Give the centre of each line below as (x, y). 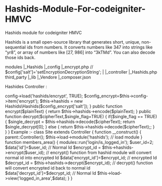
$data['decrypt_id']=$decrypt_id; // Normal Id (51, 173)
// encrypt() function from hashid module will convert (99, 152)
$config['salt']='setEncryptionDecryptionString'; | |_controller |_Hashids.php (81, 72)
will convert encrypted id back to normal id (48, 168)
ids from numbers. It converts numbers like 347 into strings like (89, 47)
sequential (15, 47)
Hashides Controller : (26, 86)
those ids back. (20, 57)
